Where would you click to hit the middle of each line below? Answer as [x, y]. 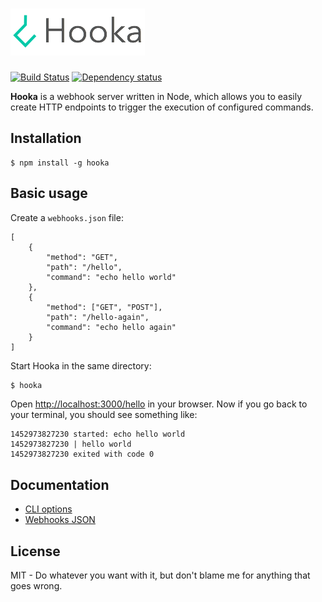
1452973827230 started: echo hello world [98, 434]
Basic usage [49, 193]
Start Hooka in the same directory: [81, 365]
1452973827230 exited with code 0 [82, 454]
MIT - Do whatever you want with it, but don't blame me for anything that [160, 575]
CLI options [48, 509]
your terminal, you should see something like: [104, 415]
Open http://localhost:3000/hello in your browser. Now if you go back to [159, 404]
